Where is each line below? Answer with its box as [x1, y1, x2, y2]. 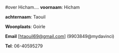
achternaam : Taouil [5, 14, 46, 19]
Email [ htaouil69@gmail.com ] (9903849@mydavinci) [5, 33, 115, 39]
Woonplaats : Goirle [5, 23, 46, 29]
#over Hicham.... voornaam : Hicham [5, 4, 80, 10]
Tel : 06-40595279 [5, 43, 43, 49]
